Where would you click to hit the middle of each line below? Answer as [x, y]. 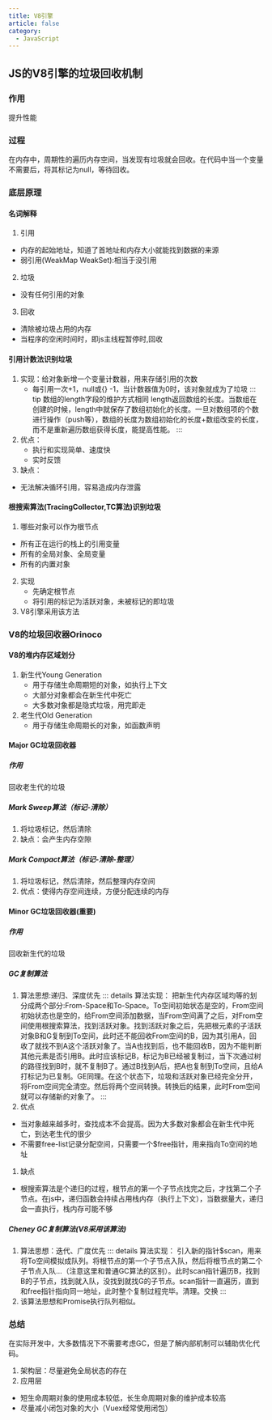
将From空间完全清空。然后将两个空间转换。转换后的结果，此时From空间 [140, 1086]
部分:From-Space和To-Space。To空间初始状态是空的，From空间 [156, 1005]
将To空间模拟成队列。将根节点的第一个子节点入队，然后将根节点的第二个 [141, 1261]
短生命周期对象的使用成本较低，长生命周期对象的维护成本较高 [123, 1398]
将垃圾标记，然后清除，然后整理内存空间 [87, 881]
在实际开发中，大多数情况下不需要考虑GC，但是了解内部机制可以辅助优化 [131, 1343]
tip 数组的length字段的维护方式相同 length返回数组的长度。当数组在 [144, 399]
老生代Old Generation [56, 715]
